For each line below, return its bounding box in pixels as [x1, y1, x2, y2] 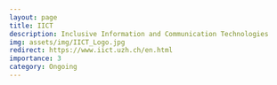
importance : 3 [9, 54, 62, 63]
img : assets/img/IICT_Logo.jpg [9, 37, 126, 47]
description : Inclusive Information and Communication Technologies [9, 29, 269, 38]
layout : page [9, 12, 58, 22]
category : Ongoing [9, 63, 77, 72]
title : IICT [9, 21, 53, 30]
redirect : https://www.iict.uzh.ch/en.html [9, 46, 174, 55]
